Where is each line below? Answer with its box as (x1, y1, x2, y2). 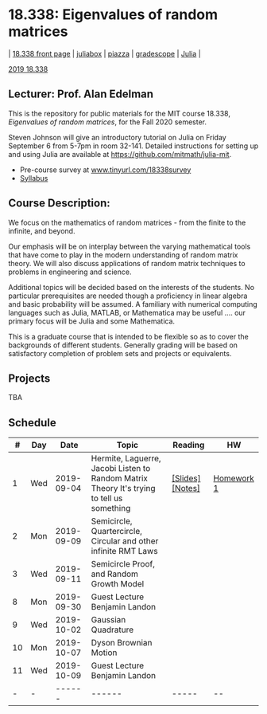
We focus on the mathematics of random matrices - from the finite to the (8, 218, 246, 227)
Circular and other (91, 535, 159, 547)
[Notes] (172, 483, 201, 494)
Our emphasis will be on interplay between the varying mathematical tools (8, 241, 251, 251)
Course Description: (8, 197, 110, 210)
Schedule (8, 416, 57, 430)
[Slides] (172, 473, 201, 484)
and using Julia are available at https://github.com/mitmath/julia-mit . (8, 149, 232, 159)
